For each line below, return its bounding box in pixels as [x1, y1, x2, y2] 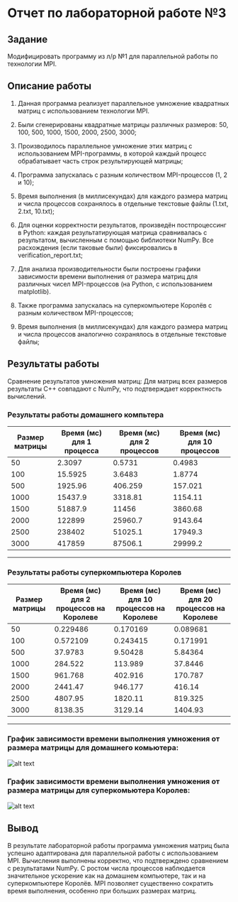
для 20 [188, 594, 213, 604]
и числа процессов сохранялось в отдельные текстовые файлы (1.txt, [17, 199, 229, 207]
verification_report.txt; [17, 251, 83, 259]
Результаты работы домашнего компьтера [7, 410, 164, 420]
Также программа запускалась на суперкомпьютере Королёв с [17, 300, 212, 310]
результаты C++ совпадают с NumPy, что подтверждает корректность [7, 384, 222, 393]
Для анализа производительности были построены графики [17, 264, 201, 273]
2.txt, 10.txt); [17, 207, 55, 215]
